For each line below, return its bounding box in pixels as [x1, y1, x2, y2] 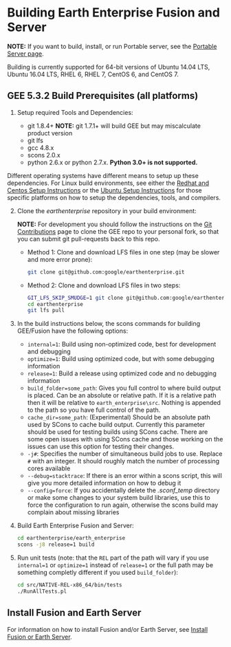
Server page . [7, 50, 44, 58]
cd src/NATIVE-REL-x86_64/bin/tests [16, 582, 122, 589]
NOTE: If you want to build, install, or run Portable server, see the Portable [7, 42, 217, 50]
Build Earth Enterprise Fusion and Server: [16, 521, 134, 530]
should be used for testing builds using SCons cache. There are [27, 428, 208, 436]
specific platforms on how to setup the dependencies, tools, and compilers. [7, 193, 221, 201]
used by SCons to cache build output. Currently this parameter [27, 421, 206, 429]
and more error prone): [27, 255, 93, 263]
